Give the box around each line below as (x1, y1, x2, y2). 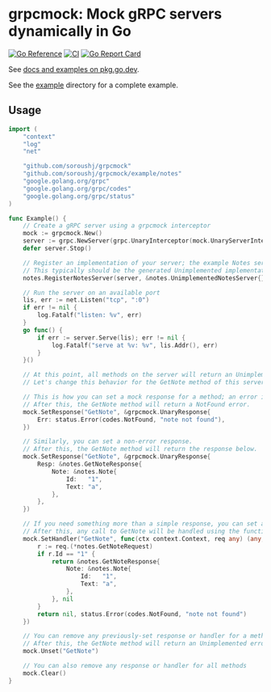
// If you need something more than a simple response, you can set (23, 520, 258, 528)
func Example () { (8, 214, 67, 222)
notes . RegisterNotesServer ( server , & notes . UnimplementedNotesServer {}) (23, 274, 269, 282)
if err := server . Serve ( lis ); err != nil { (37, 333, 186, 342)
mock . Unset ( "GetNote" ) (23, 648, 99, 656)
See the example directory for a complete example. (8, 80, 179, 90)
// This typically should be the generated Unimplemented (23, 266, 222, 275)
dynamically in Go (8, 22, 131, 40)
